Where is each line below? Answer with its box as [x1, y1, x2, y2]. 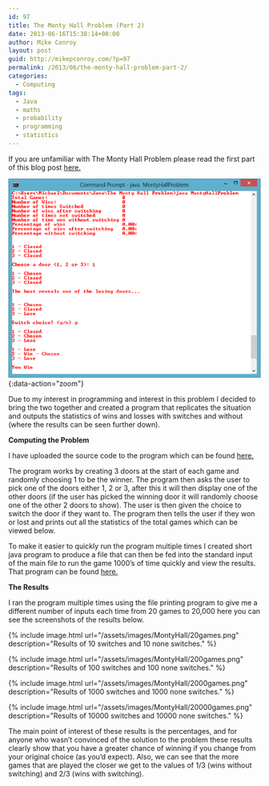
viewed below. [8, 526, 56, 535]
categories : [8, 72, 48, 80]
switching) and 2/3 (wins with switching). [8, 769, 144, 779]
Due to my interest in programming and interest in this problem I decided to [8, 395, 256, 404]
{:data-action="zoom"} [8, 379, 84, 388]
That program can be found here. [8, 567, 118, 576]
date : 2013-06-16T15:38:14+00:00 [8, 30, 120, 38]
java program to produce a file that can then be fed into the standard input [8, 550, 253, 559]
